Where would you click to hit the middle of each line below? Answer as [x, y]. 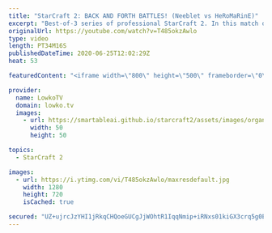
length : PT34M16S [38, 46]
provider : [25, 90]
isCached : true [49, 202]
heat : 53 [23, 61]
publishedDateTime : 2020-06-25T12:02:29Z [79, 53]
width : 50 [46, 128]
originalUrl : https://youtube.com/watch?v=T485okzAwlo [103, 31]
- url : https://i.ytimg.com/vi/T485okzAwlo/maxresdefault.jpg [123, 180]
